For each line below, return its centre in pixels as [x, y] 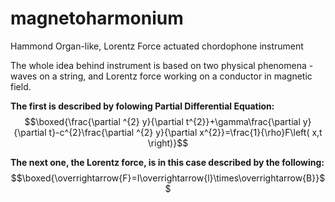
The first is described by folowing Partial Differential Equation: [142, 106]
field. [21, 86]
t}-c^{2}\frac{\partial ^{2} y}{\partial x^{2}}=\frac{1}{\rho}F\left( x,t [185, 132]
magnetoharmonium [97, 18]
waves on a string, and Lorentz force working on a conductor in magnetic [161, 76]
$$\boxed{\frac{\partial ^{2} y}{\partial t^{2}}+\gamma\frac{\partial [162, 121]
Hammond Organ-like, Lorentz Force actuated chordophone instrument [157, 46]
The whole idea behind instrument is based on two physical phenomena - [162, 65]
